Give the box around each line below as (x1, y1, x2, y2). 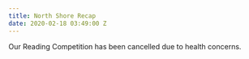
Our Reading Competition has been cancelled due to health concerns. (8, 41, 242, 51)
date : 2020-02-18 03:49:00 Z (8, 19, 107, 27)
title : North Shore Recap (8, 11, 96, 20)
